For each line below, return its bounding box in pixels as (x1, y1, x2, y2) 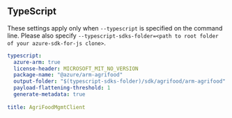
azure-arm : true (13, 58, 61, 65)
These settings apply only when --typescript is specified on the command (7, 24, 223, 32)
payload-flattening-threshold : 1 (13, 85, 111, 92)
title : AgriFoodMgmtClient (7, 103, 86, 110)
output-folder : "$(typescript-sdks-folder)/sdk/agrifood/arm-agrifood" (13, 78, 226, 85)
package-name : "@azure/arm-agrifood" (13, 71, 123, 78)
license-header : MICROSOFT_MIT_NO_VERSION (13, 65, 139, 72)
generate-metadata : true (13, 91, 86, 98)
